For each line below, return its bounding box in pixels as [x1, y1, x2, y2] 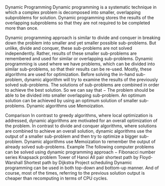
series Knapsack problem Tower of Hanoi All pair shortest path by [5, 154, 139, 160]
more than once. [5, 25, 38, 31]
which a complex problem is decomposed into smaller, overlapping [5, 9, 141, 15]
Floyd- [139, 154, 153, 160]
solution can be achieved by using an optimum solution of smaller [5, 98, 138, 103]
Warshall [5, 160, 23, 165]
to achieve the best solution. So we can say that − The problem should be [5, 87, 155, 93]
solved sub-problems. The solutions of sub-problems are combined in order [5, 82, 160, 88]
